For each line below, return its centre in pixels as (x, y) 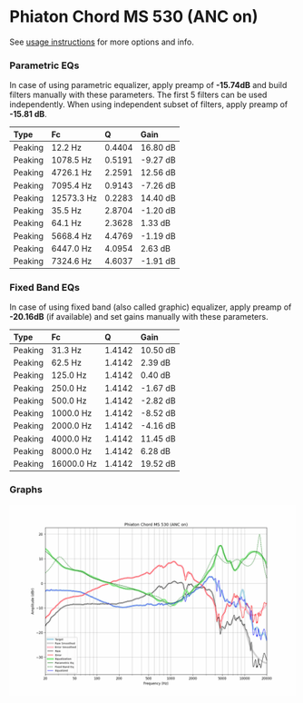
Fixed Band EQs (44, 287)
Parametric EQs (44, 65)
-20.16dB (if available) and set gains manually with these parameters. (139, 317)
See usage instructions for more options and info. (102, 42)
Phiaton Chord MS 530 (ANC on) (134, 17)
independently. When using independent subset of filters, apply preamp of (149, 104)
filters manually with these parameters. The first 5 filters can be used (138, 95)
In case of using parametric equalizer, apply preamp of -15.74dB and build (148, 85)
